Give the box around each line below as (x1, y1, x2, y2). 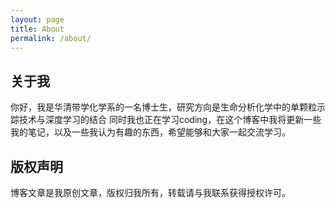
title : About (10, 24, 65, 34)
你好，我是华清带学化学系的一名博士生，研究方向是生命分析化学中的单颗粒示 (10, 101, 326, 113)
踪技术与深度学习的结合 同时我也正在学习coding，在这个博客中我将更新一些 (10, 114, 322, 126)
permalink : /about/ (10, 33, 92, 43)
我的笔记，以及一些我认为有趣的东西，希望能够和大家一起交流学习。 (10, 126, 291, 138)
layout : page (10, 14, 65, 25)
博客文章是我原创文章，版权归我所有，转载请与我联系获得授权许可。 (10, 187, 291, 198)
